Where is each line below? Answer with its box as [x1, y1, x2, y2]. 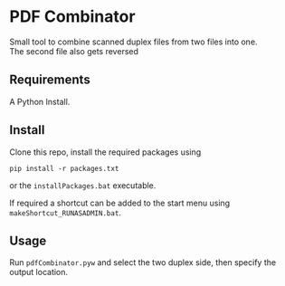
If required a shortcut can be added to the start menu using [9, 197, 231, 208]
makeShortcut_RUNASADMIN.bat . [9, 206, 122, 218]
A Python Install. [9, 96, 71, 107]
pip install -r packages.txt [9, 164, 119, 173]
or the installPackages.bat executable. [9, 179, 157, 191]
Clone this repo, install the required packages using [9, 147, 202, 157]
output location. [9, 267, 69, 278]
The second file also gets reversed [9, 45, 138, 56]
